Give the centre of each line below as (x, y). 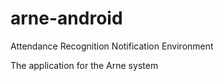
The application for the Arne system (84, 65)
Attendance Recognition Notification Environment (112, 46)
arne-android (66, 18)
